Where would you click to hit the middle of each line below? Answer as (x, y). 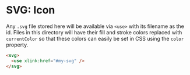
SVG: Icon (31, 10)
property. (17, 45)
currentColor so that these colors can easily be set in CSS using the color (95, 38)
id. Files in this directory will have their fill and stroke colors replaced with (94, 32)
